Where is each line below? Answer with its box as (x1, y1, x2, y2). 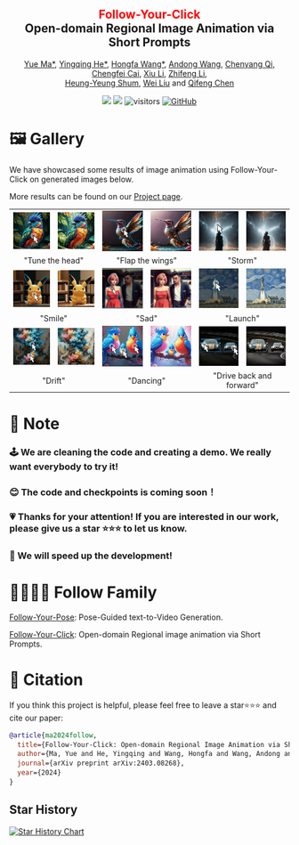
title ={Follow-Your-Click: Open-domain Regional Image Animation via (17, 740, 280, 749)
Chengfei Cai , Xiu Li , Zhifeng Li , (92, 68, 207, 78)
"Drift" (42, 375, 66, 386)
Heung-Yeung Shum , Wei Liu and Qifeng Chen (64, 77, 235, 88)
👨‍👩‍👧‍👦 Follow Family (9, 582, 158, 603)
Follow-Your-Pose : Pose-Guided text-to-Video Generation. (9, 612, 223, 622)
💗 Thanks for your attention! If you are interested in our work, (9, 510, 279, 523)
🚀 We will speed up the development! (9, 549, 174, 562)
